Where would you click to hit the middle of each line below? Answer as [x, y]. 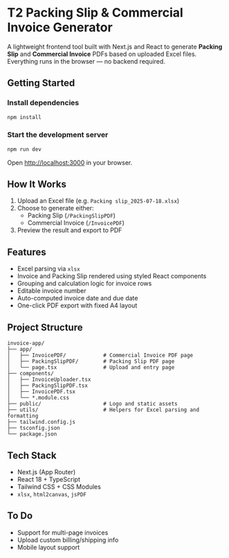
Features [27, 252]
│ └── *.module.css [38, 398]
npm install [24, 117]
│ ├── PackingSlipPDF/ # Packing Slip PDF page [91, 361]
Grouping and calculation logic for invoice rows [84, 283]
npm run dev [24, 149]
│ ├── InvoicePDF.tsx [42, 392]
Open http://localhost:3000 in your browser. [70, 162]
